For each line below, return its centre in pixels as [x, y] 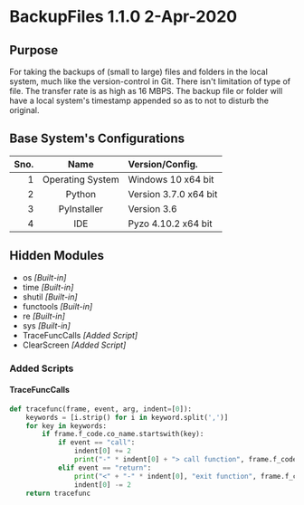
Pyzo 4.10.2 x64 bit [170, 224]
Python [81, 194]
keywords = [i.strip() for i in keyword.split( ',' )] [127, 417]
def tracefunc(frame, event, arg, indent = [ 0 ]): [101, 409]
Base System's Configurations [97, 139]
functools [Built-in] [57, 306]
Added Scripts [42, 368]
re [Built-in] [44, 316]
